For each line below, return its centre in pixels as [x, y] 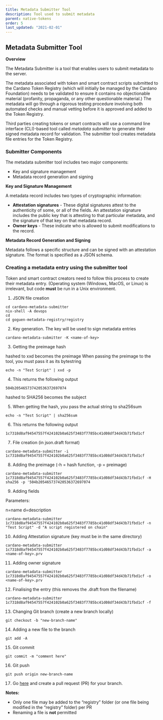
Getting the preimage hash [39, 346]
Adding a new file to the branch [44, 629]
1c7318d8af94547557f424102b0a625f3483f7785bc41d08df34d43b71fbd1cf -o [78, 576]
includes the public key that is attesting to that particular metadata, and [83, 216]
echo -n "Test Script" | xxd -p [38, 370]
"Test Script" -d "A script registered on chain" [57, 527]
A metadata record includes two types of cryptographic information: [74, 196]
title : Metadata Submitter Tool [38, 9]
